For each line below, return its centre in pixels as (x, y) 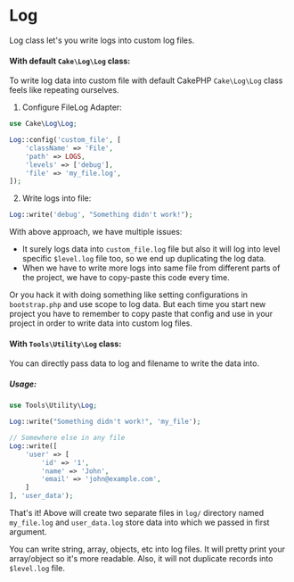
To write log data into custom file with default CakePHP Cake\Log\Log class (146, 80)
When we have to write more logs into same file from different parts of (151, 268)
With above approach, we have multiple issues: (96, 232)
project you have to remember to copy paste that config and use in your (141, 314)
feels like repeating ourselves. (64, 90)
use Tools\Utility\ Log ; (53, 406)
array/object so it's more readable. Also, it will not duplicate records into (141, 559)
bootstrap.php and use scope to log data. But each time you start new (138, 304)
